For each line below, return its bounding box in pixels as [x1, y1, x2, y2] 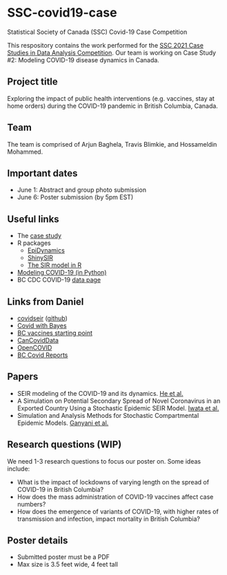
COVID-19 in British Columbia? [17, 485, 104, 493]
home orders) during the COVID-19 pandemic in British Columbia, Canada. [7, 102, 219, 110]
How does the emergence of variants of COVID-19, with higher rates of [17, 507, 219, 515]
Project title [7, 76, 59, 88]
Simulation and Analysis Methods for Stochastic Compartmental [17, 411, 199, 419]
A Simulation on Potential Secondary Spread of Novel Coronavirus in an [17, 396, 221, 405]
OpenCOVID [17, 344, 52, 352]
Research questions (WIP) [7, 439, 122, 450]
